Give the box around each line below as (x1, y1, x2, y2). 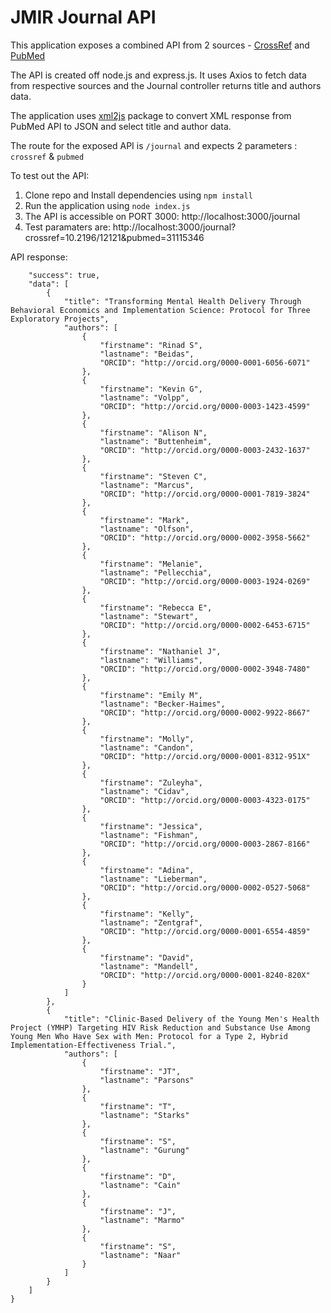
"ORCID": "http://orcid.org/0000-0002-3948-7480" (99, 664, 311, 674)
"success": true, (28, 270, 101, 280)
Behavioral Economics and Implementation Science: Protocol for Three (10, 305, 311, 315)
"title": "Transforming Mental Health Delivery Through (63, 296, 302, 306)
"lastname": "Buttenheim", (99, 436, 213, 446)
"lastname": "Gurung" (99, 1145, 190, 1155)
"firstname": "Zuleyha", (99, 777, 203, 788)
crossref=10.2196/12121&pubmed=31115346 (24, 231, 205, 243)
